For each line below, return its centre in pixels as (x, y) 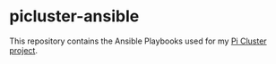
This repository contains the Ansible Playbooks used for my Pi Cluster (138, 41)
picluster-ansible (74, 16)
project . (24, 50)
